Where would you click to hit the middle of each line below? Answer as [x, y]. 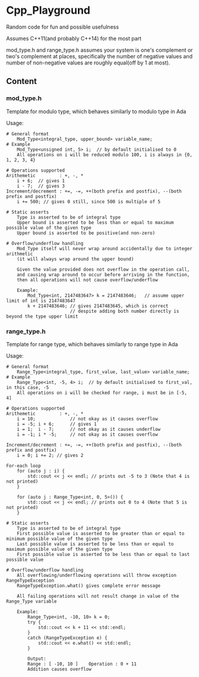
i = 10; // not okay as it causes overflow [88, 419]
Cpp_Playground [48, 10]
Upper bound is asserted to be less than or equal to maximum [95, 222]
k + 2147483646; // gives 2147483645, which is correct [98, 306]
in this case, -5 [28, 387]
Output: [37, 659]
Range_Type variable [32, 601]
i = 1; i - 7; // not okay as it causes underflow [89, 429]
